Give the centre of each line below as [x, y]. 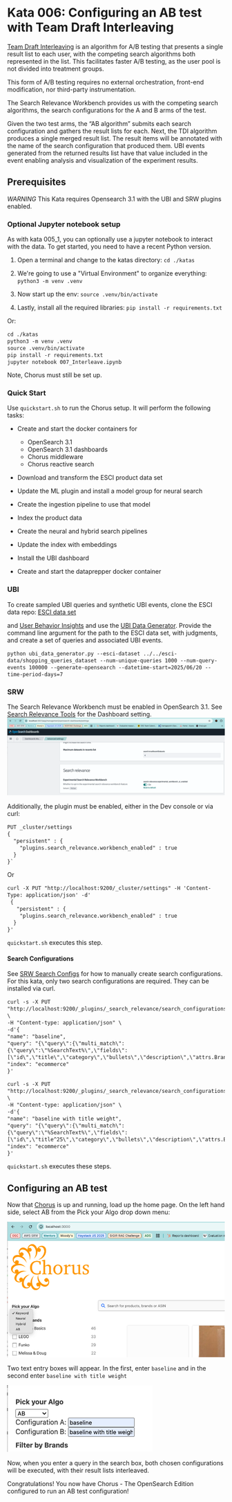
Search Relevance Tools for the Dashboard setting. [79, 714]
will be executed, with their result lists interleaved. [78, 1471]
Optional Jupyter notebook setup [64, 224]
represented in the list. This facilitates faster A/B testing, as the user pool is [114, 61]
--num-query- [199, 660]
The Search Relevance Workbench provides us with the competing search [113, 102]
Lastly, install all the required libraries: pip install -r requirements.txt [119, 308]
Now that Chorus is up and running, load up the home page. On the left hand [116, 1205]
